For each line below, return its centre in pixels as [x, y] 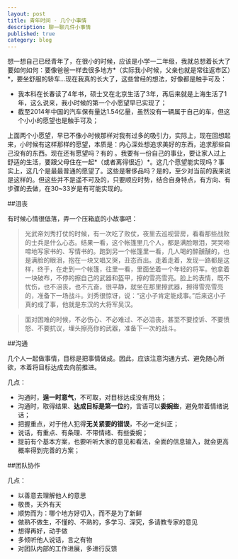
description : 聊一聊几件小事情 [49, 27]
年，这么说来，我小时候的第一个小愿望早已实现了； [92, 103]
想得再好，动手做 [42, 531]
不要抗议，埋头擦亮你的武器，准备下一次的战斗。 [109, 328]
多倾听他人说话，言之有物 [55, 540]
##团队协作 [24, 466]
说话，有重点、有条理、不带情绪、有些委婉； [83, 433]
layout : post [27, 14]
